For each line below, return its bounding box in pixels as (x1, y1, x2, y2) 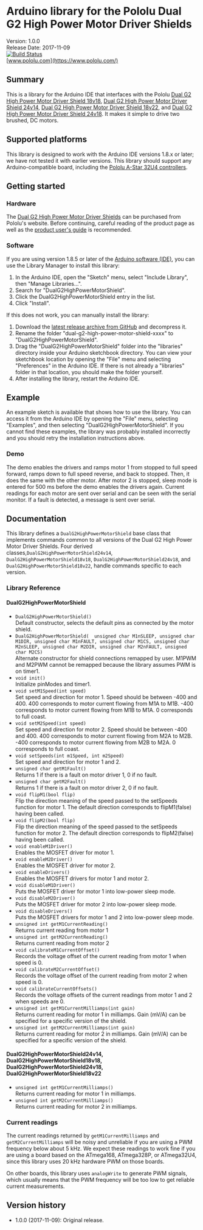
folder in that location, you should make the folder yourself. (15, 368, 163, 375)
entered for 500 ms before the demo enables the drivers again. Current (6, 483, 185, 490)
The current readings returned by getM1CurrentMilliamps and (6, 1132, 160, 1139)
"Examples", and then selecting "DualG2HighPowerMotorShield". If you (6, 422, 184, 429)
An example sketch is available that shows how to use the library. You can (6, 408, 191, 416)
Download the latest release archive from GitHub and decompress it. (15, 323, 187, 330)
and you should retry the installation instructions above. (6, 435, 146, 442)
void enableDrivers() (15, 869, 70, 875)
